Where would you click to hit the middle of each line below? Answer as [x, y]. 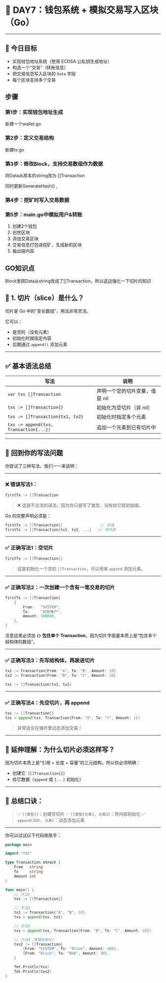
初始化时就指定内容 [32, 338]
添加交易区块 [25, 239]
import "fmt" [19, 854]
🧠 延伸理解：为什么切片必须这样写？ [60, 750]
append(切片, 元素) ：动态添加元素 [51, 820]
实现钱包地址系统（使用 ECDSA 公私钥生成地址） [62, 61]
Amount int [25, 876]
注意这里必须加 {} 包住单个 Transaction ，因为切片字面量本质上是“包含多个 [81, 636]
